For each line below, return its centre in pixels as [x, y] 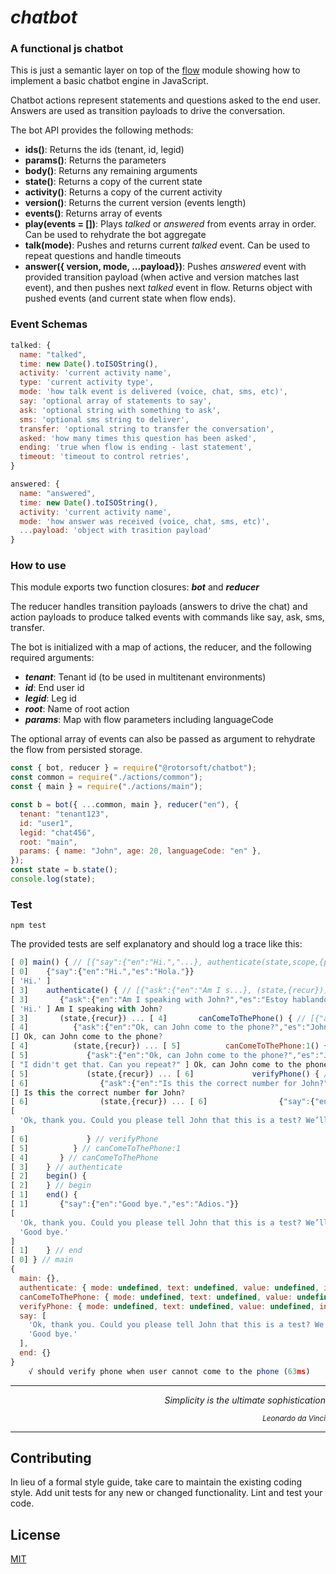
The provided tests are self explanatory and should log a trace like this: [156, 944]
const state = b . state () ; [64, 870]
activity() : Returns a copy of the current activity [123, 192]
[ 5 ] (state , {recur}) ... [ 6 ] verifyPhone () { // [171, 1074]
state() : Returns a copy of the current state [113, 182]
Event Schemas [49, 324]
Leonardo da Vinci [294, 1418]
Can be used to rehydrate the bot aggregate [115, 235]
